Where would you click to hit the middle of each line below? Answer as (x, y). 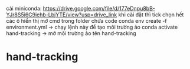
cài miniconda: (24, 8)
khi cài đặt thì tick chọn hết (151, 15)
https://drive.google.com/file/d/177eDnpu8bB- (99, 8)
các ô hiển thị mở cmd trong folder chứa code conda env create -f (86, 21)
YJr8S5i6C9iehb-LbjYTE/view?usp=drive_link (62, 15)
